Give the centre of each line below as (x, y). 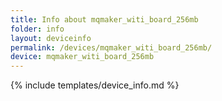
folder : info (37, 29)
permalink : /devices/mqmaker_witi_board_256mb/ (111, 47)
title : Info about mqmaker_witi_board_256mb (104, 19)
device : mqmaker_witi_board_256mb (82, 57)
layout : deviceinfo (51, 38)
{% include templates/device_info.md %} (95, 85)
